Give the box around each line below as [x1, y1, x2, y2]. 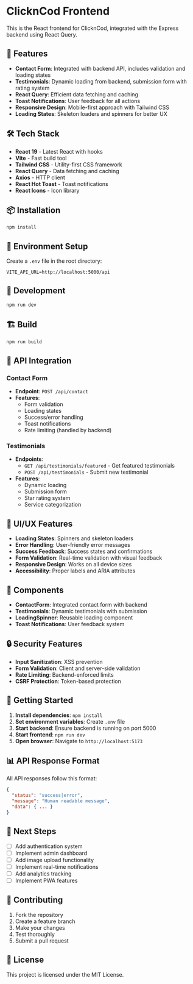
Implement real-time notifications [15, 863, 99, 870]
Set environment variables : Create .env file [15, 718, 125, 725]
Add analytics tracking [15, 870, 72, 877]
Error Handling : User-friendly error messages [15, 541, 131, 549]
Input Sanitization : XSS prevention [15, 658, 103, 665]
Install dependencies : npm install [15, 711, 103, 719]
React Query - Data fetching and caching [15, 167, 120, 174]
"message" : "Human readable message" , [12, 798, 111, 804]
